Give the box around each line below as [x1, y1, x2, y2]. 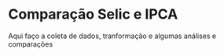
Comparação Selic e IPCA [8, 5, 178, 23]
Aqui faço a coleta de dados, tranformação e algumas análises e [8, 31, 217, 40]
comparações [8, 39, 53, 48]
